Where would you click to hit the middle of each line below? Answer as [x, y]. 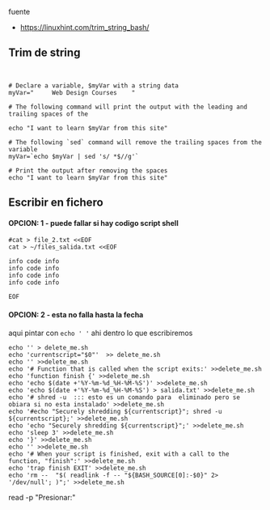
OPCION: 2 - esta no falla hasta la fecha [76, 314]
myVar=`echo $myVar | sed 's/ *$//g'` [74, 156]
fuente [19, 12]
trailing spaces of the [49, 114]
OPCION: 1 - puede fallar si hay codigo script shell [94, 223]
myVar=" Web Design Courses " [72, 92]
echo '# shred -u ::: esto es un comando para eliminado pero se [124, 397]
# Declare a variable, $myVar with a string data [94, 85]
